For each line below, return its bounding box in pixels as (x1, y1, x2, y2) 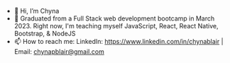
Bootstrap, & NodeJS (13, 29, 76, 38)
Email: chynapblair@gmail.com (13, 47, 104, 56)
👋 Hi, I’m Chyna (13, 7, 60, 15)
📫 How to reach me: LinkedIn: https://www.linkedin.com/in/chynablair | (13, 38, 224, 45)
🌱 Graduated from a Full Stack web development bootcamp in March (13, 14, 215, 23)
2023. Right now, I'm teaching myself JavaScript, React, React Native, (13, 22, 219, 30)
